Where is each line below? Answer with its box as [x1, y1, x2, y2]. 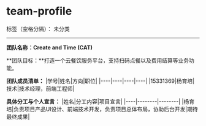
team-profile [6, 4, 72, 18]
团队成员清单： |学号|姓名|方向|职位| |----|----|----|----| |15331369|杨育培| [6, 77, 195, 85]
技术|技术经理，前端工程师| [6, 85, 75, 92]
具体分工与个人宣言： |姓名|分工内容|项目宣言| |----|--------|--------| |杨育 [6, 97, 195, 105]
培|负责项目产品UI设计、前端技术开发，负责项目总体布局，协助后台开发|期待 [6, 105, 198, 113]
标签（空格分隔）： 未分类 [6, 25, 70, 32]
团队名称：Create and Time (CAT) [6, 44, 93, 51]
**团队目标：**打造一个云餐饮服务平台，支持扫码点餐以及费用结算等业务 [6, 57, 189, 64]
